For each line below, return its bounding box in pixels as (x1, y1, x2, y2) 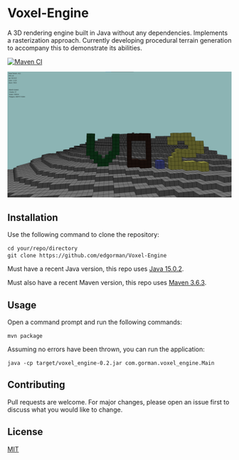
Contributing (7, 379, 65, 391)
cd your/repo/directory (7, 245, 78, 252)
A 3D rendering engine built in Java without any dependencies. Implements (7, 28, 228, 37)
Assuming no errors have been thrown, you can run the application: (7, 345, 205, 353)
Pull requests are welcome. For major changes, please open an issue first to (7, 397, 230, 406)
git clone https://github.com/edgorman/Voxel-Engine (7, 252, 167, 260)
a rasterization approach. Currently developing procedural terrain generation (7, 36, 232, 44)
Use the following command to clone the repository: (7, 230, 160, 239)
